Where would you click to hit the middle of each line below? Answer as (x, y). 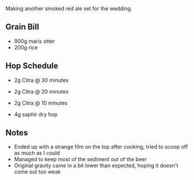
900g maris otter (34, 41)
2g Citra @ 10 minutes (41, 103)
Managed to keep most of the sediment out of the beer (81, 159)
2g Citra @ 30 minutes (41, 80)
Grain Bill (22, 27)
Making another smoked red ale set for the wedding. (69, 9)
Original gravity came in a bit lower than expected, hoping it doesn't (96, 166)
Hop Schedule (32, 66)
